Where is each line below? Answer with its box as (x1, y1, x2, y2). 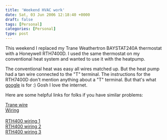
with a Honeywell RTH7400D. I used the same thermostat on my (5, 50, 140, 57)
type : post (5, 31, 29, 36)
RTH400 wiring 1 (5, 118, 41, 124)
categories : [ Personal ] (5, 26, 56, 32)
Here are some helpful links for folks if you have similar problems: (5, 92, 144, 98)
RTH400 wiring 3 (5, 129, 42, 135)
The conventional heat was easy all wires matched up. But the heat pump (5, 66, 160, 72)
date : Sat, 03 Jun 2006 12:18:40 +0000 (5, 12, 90, 17)
